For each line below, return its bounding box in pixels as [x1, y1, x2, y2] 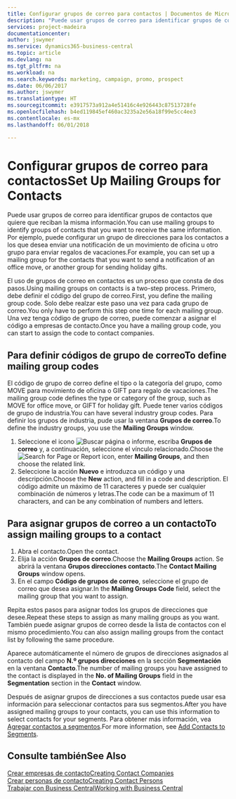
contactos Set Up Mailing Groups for [7, 173, 221, 188]
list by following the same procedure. [7, 635, 114, 644]
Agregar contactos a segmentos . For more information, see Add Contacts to [7, 722, 225, 731]
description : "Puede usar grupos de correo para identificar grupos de [7, 17, 221, 24]
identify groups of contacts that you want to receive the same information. [7, 226, 223, 234]
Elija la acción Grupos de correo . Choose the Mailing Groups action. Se [17, 554, 224, 563]
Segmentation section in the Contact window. [7, 679, 142, 687]
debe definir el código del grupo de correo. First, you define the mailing [7, 292, 213, 300]
